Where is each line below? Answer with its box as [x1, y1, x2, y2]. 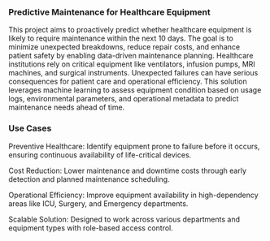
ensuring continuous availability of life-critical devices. [8, 149, 192, 160]
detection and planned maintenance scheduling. [8, 174, 170, 184]
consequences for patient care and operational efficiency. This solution [8, 76, 247, 87]
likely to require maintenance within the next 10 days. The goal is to [8, 33, 233, 43]
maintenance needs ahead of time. [8, 102, 125, 112]
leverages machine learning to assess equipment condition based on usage [8, 85, 262, 95]
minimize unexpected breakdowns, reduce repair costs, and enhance [8, 42, 241, 52]
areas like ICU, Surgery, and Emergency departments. [8, 198, 189, 209]
